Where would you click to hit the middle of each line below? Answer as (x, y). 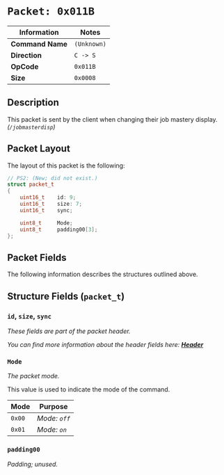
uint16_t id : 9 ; (48, 198)
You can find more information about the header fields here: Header (105, 344)
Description (33, 103)
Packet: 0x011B (51, 11)
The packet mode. (33, 376)
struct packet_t (31, 185)
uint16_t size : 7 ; (51, 204)
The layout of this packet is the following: (66, 166)
